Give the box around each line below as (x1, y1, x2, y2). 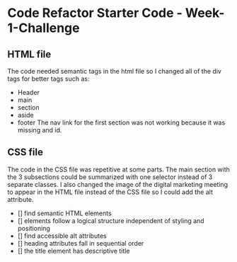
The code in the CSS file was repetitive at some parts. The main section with (7, 165, 230, 173)
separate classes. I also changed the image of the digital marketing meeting (7, 180, 229, 188)
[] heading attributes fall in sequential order (17, 239, 144, 247)
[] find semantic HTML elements (17, 209, 112, 217)
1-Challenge (7, 20, 80, 36)
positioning (17, 224, 51, 232)
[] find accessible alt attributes (17, 232, 108, 240)
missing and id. (17, 126, 62, 134)
